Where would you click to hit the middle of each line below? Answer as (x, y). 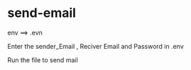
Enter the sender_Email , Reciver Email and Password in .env (96, 46)
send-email (42, 13)
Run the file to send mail (43, 60)
